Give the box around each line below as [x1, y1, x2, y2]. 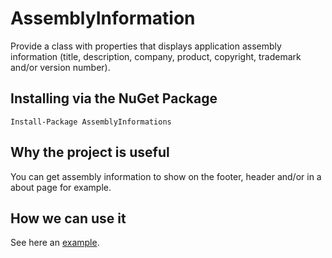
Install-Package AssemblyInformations [10, 117, 172, 127]
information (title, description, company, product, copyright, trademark [10, 50, 302, 62]
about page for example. [10, 181, 112, 193]
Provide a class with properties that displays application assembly [10, 40, 282, 52]
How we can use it [10, 210, 127, 227]
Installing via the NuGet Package [10, 90, 218, 107]
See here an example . [10, 237, 100, 249]
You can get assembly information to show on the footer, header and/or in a [10, 170, 322, 182]
